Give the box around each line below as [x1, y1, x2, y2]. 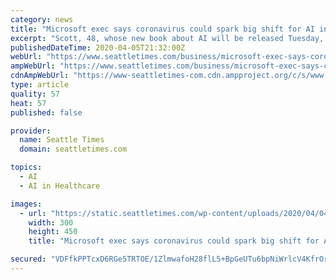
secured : [10, 254, 47, 265]
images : [10, 199, 43, 209]
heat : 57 [10, 98, 47, 108]
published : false [10, 107, 83, 118]
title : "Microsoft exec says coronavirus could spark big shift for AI [10, 24, 315, 34]
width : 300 [28, 217, 74, 228]
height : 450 [28, 227, 78, 237]
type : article [10, 80, 70, 90]
